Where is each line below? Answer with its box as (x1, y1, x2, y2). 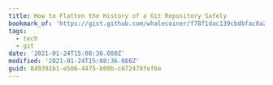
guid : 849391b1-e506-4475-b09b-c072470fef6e (8, 65, 162, 73)
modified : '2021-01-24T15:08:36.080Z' (8, 57, 140, 66)
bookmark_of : (8, 19, 53, 28)
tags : (8, 27, 27, 35)
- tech (15, 34, 38, 43)
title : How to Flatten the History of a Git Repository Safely (8, 11, 227, 20)
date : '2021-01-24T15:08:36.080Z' (8, 49, 126, 57)
